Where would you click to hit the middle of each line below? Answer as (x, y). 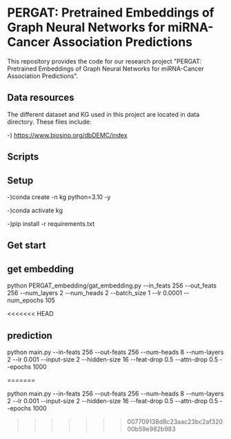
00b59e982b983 (151, 429)
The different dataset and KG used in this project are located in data (103, 114)
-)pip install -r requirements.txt (51, 223)
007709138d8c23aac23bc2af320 (175, 421)
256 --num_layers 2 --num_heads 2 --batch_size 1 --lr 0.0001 (95, 293)
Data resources (41, 98)
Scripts (23, 157)
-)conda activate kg (35, 210)
